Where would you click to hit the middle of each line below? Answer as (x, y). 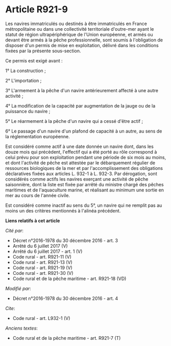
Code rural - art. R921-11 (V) (42, 256)
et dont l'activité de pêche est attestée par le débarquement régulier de (80, 163)
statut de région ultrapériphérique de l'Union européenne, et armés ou (79, 34)
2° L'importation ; (23, 80)
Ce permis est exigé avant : (34, 60)
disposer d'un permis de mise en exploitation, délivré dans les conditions (82, 45)
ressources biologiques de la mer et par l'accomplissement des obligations (84, 168)
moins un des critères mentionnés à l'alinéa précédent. (63, 210)
